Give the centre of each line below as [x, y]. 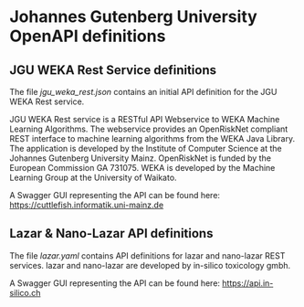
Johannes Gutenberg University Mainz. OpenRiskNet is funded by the [141, 158]
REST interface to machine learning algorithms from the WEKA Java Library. [152, 138]
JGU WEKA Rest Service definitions [113, 70]
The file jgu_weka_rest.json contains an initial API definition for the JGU [143, 92]
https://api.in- [248, 283]
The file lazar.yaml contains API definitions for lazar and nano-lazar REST [147, 255]
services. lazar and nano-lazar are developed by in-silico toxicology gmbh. [150, 265]
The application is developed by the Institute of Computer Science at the [146, 148]
